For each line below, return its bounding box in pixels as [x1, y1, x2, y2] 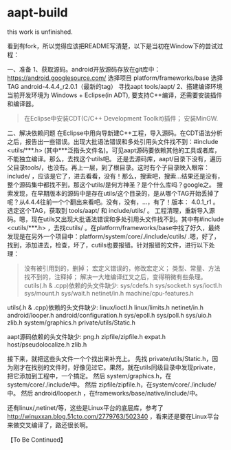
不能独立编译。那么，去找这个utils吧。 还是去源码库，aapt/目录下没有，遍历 [7, 154, 222, 163]
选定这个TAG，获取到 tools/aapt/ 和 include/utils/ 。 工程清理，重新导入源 [7, 206, 215, 214]
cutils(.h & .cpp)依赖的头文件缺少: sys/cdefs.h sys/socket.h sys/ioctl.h [23, 281, 222, 289]
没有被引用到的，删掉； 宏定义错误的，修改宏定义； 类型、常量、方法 [23, 264, 221, 272]
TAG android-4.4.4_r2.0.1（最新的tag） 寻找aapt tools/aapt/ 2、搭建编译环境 [7, 82, 223, 90]
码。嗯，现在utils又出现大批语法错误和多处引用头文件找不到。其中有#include [7, 215, 224, 223]
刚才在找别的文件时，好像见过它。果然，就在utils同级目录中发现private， [12, 363, 219, 371]
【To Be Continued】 [7, 436, 67, 444]
